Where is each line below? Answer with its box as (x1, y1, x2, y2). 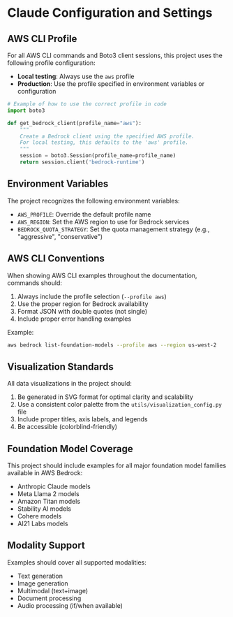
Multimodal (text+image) (17, 586, 89, 595)
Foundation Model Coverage (7, 442, 134, 455)
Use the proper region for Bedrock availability (17, 299, 149, 308)
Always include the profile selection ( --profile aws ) (17, 292, 167, 300)
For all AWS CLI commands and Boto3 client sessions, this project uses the (7, 51, 223, 59)
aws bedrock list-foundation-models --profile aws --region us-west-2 (7, 341, 217, 349)
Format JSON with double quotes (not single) (17, 307, 148, 315)
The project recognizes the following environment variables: (7, 196, 180, 205)
